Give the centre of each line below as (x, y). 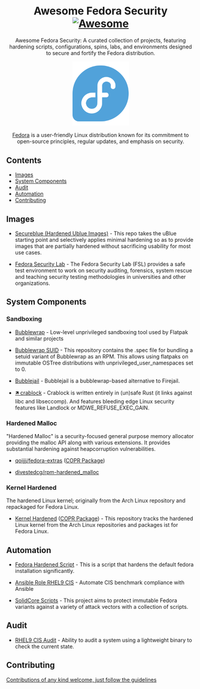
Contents (24, 160)
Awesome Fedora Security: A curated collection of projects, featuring (101, 40)
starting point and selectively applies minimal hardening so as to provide (104, 239)
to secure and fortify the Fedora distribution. (101, 53)
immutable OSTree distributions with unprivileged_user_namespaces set (104, 363)
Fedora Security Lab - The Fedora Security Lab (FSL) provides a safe (100, 264)
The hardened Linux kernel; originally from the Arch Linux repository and (96, 500)
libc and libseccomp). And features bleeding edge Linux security (95, 401)
